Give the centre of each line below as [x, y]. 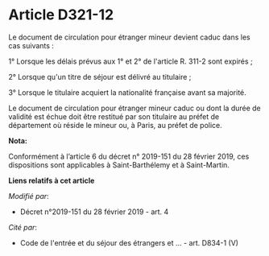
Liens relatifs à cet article [52, 180]
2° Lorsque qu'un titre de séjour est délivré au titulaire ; [100, 76]
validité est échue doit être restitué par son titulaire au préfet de [114, 116]
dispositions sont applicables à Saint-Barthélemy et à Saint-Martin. [119, 165]
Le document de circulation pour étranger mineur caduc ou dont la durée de [135, 108]
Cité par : [23, 227]
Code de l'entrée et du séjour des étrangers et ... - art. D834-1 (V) [129, 242]
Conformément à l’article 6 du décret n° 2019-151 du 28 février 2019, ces [129, 156]
